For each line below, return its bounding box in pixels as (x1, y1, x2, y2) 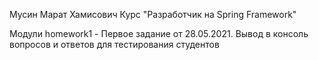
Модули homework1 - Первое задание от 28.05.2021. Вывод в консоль (9, 28, 309, 39)
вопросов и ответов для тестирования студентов (9, 39, 220, 50)
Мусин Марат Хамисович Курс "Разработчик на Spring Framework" (9, 9, 297, 20)
